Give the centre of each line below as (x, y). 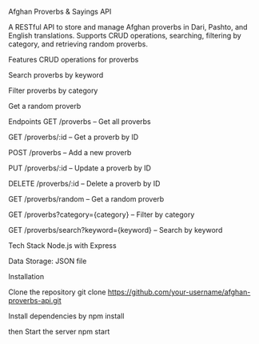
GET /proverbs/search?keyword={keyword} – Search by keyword (116, 230)
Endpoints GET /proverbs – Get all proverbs (80, 122)
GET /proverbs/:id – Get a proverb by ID (74, 137)
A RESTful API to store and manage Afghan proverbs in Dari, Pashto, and (128, 27)
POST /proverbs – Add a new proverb (70, 152)
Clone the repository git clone (57, 292)
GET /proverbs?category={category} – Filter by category (102, 214)
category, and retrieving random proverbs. (78, 44)
